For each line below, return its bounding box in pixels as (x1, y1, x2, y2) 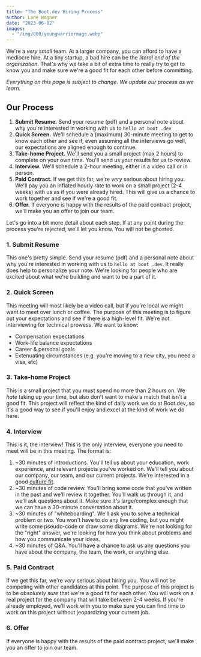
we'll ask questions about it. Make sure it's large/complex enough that (14, 497, 188, 504)
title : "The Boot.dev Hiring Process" (6, 8, 103, 15)
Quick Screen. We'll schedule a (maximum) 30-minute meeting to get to (14, 130, 194, 138)
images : (6, 25, 26, 32)
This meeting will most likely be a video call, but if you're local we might (6, 301, 184, 309)
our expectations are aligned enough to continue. (14, 144, 137, 151)
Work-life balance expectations (14, 339, 92, 346)
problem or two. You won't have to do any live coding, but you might (14, 516, 184, 524)
